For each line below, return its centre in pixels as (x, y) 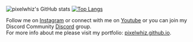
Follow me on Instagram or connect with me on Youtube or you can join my (97, 20)
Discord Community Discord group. (49, 27)
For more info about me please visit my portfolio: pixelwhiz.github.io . (89, 33)
